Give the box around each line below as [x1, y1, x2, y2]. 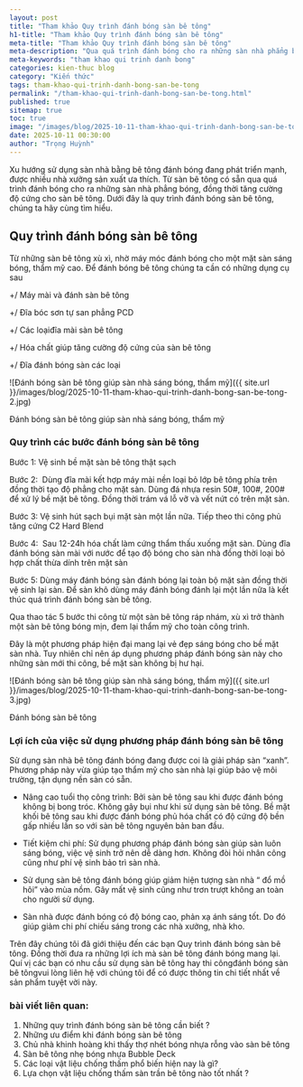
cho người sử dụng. [22, 894, 95, 904]
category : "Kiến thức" [9, 72, 95, 81]
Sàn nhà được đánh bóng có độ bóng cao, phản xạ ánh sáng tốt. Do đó [22, 912, 286, 923]
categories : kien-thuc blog [9, 64, 115, 73]
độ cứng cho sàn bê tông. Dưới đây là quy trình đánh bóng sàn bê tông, [9, 192, 275, 203]
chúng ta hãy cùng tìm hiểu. [9, 202, 113, 213]
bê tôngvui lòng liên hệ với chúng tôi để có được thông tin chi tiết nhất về [9, 968, 280, 979]
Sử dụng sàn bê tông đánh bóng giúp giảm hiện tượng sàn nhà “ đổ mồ [22, 875, 286, 886]
